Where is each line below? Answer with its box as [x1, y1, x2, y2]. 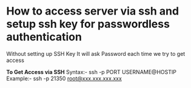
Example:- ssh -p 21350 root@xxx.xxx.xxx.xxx [6, 75, 122, 82]
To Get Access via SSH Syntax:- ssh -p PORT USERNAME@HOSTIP [6, 68, 177, 75]
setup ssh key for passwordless [6, 17, 170, 31]
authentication [6, 30, 82, 44]
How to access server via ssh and [6, 4, 179, 18]
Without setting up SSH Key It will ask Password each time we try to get [6, 50, 186, 57]
